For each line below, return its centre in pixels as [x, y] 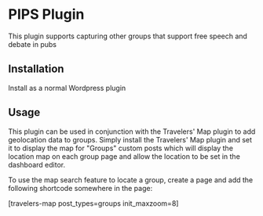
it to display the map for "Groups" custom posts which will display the [121, 148]
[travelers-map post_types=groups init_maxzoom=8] [93, 203]
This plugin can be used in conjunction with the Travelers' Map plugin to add [132, 131]
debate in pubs [33, 44]
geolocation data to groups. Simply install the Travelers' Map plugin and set [130, 139]
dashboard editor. [37, 164]
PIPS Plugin [46, 14]
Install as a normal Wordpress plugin [67, 88]
